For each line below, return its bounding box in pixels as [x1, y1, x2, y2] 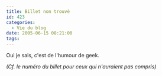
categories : [6, 19, 35, 25]
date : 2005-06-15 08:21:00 [6, 30, 73, 36]
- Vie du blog [11, 25, 46, 31]
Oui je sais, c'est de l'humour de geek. [6, 52, 99, 58]
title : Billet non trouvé [6, 8, 70, 15]
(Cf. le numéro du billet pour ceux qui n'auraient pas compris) [6, 63, 157, 70]
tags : [6, 36, 20, 42]
